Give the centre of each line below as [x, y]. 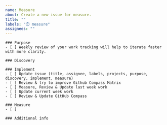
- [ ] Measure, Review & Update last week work [56, 87]
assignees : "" [20, 29]
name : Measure [20, 10]
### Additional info [27, 118]
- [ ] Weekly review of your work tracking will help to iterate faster [83, 47]
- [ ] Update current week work [39, 92]
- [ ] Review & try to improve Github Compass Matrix [63, 83]
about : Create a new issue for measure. [49, 15]
